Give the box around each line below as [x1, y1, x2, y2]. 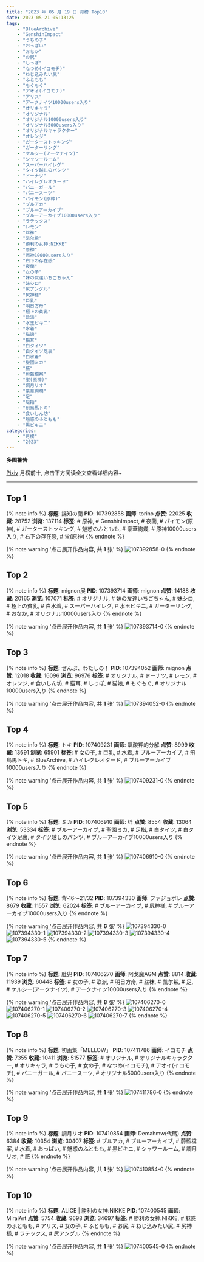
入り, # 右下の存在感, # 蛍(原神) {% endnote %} [6, 532, 125, 540]
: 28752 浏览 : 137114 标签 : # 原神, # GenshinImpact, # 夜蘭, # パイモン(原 [12, 517, 193, 525]
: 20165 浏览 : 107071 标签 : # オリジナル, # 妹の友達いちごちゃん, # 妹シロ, [12, 594, 195, 602]
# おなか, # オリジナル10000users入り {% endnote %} [6, 610, 142, 617]
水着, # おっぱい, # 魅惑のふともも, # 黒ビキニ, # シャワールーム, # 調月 [19, 1145, 197, 1152]
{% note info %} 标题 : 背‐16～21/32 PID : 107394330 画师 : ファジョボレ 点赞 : [6, 894, 196, 901]
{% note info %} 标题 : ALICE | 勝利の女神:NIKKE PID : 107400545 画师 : [6, 1207, 181, 1215]
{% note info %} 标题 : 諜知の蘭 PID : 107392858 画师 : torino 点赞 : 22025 [6, 509, 185, 517]
